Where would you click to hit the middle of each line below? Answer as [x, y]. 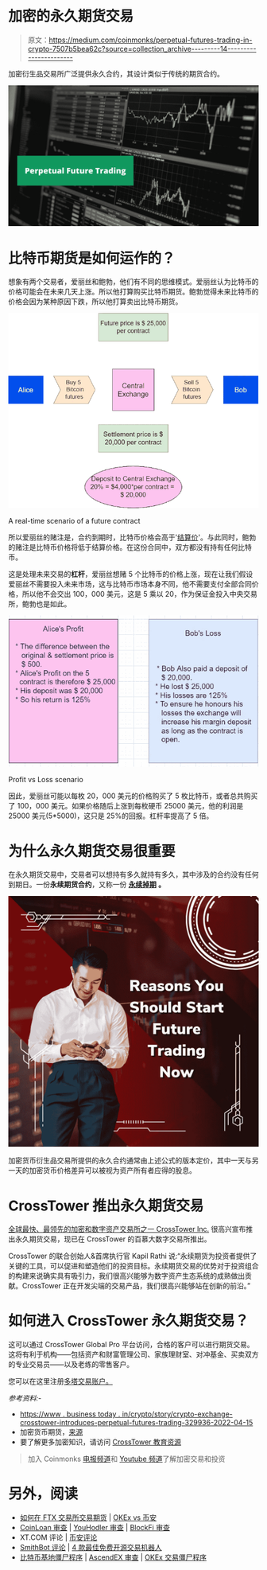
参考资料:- [25, 1398]
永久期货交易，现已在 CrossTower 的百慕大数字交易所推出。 [113, 1239]
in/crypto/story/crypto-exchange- [177, 1414]
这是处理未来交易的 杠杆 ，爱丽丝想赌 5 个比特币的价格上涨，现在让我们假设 [131, 574]
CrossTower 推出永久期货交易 [106, 1206]
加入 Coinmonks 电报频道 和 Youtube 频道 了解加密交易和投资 [126, 1459]
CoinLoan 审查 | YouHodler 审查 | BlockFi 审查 [95, 1528]
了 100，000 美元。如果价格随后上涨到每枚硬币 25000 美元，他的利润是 [126, 806]
